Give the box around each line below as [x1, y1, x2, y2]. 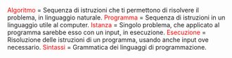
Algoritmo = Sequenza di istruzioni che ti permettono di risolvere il [7, 6, 199, 14]
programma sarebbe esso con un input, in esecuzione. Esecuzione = [7, 28, 207, 36]
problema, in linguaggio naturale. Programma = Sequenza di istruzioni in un [7, 13, 226, 22]
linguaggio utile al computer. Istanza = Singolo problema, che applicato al [7, 21, 220, 29]
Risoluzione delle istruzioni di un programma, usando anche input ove [7, 36, 209, 44]
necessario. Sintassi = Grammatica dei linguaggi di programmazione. [7, 43, 207, 51]
